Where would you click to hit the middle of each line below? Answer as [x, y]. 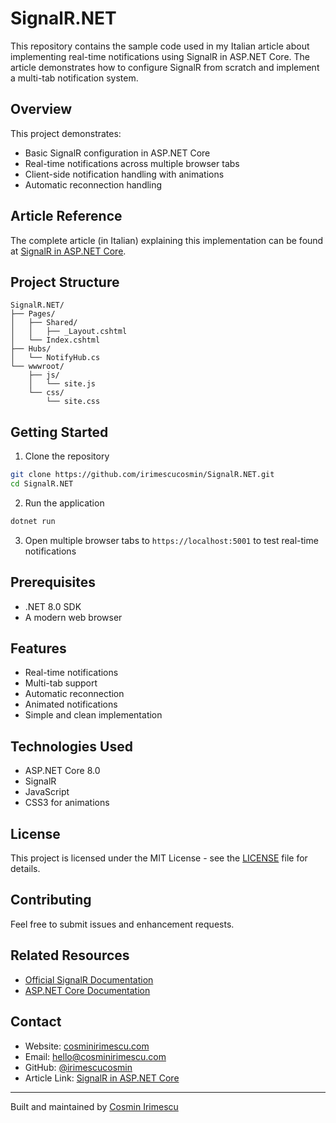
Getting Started [59, 432]
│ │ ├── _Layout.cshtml [69, 332]
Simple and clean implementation [93, 715]
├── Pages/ [33, 314]
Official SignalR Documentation [89, 979]
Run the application [64, 503]
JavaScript [47, 792]
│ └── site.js [62, 384]
